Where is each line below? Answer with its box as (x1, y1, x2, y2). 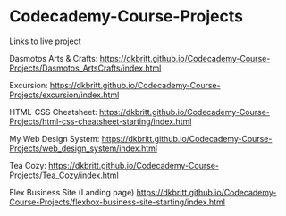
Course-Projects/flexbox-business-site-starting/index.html (9, 196, 226, 207)
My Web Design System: (9, 133, 100, 144)
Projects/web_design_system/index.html (9, 143, 158, 154)
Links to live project (9, 36, 81, 46)
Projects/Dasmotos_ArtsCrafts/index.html (9, 62, 162, 73)
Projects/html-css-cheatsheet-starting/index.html (9, 116, 192, 127)
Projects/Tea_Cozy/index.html (9, 170, 119, 180)
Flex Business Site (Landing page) (9, 187, 135, 197)
